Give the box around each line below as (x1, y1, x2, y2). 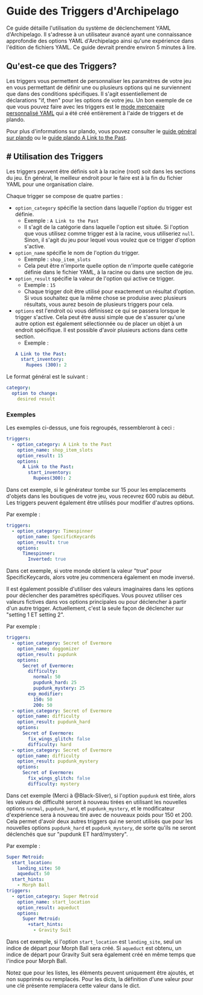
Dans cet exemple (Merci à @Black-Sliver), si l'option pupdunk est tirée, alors (6, 792, 196, 799)
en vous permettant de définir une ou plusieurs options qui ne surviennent (6, 84, 192, 91)
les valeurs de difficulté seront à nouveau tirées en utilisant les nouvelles (6, 798, 187, 805)
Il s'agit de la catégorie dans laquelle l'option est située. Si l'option (24, 223, 189, 231)
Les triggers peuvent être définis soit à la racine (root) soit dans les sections (6, 168, 196, 175)
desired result (17, 395, 56, 402)
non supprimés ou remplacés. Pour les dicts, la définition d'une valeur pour (6, 976, 193, 983)
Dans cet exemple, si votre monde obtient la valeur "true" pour (6, 567, 162, 575)
